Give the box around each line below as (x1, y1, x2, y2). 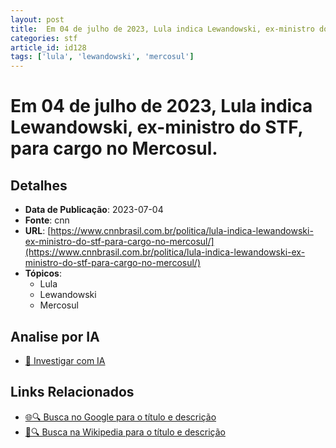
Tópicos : (24, 267, 62, 280)
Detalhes (10, 177, 68, 194)
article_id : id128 (10, 42, 87, 53)
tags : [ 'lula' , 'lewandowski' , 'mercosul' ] (10, 52, 195, 62)
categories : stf (10, 33, 78, 43)
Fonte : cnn (24, 214, 70, 226)
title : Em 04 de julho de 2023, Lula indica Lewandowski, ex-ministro (10, 24, 315, 34)
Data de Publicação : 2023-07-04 (24, 204, 164, 216)
